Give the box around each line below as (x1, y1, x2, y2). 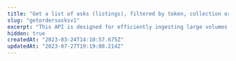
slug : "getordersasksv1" (7, 17, 80, 24)
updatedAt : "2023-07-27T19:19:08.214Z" (7, 43, 124, 50)
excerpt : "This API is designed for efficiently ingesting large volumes (7, 23, 228, 30)
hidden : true (7, 29, 46, 37)
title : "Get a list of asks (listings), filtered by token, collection (7, 10, 221, 18)
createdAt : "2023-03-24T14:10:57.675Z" (7, 36, 124, 43)
